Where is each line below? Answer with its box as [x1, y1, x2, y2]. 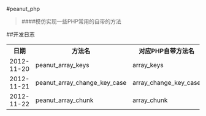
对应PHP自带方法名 [139, 47, 195, 55]
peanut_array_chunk [35, 96, 94, 104]
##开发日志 [6, 31, 35, 38]
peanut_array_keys [35, 61, 90, 69]
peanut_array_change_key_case [35, 79, 127, 87]
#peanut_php [6, 5, 40, 12]
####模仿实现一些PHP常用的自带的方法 [21, 18, 121, 25]
